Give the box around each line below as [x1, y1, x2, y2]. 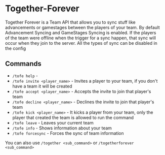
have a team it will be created [12, 83, 73, 89]
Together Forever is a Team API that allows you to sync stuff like [5, 19, 136, 25]
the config [5, 45, 26, 51]
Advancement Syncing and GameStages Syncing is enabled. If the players [5, 30, 157, 35]
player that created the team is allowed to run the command [12, 114, 134, 121]
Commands [5, 60, 42, 68]
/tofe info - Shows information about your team [12, 125, 112, 131]
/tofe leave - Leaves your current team [12, 120, 94, 125]
